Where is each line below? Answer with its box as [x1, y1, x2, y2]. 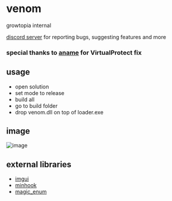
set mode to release [14, 89, 65, 96]
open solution [14, 83, 49, 90]
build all [14, 96, 35, 103]
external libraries [6, 159, 72, 170]
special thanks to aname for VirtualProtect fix [6, 48, 142, 57]
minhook [14, 182, 37, 189]
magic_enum [14, 188, 47, 196]
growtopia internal [6, 22, 52, 29]
